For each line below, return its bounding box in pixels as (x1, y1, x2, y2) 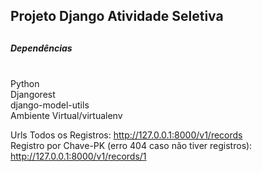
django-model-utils (10, 99, 90, 111)
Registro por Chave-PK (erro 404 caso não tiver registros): (10, 140, 253, 152)
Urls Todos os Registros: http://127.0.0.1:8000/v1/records (10, 129, 243, 141)
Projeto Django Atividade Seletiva (10, 8, 224, 25)
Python (10, 78, 40, 90)
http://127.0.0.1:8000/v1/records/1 (10, 150, 147, 163)
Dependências (10, 42, 73, 54)
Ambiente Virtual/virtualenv (10, 110, 123, 122)
